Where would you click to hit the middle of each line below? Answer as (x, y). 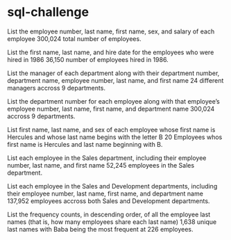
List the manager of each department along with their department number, (113, 73)
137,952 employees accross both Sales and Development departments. (109, 201)
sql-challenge (48, 12)
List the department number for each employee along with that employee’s (114, 101)
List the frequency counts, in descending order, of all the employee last (109, 214)
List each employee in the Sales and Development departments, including (112, 186)
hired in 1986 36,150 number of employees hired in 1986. (88, 59)
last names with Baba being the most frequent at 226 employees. (100, 229)
